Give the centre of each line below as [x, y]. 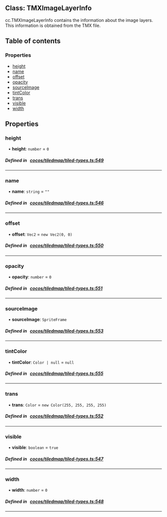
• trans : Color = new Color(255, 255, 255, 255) [57, 405]
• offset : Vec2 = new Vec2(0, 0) [41, 234]
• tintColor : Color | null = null [41, 362]
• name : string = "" [29, 191]
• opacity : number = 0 [30, 277]
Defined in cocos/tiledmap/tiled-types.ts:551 [54, 288]
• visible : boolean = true [33, 447]
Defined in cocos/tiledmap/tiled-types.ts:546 [54, 203]
